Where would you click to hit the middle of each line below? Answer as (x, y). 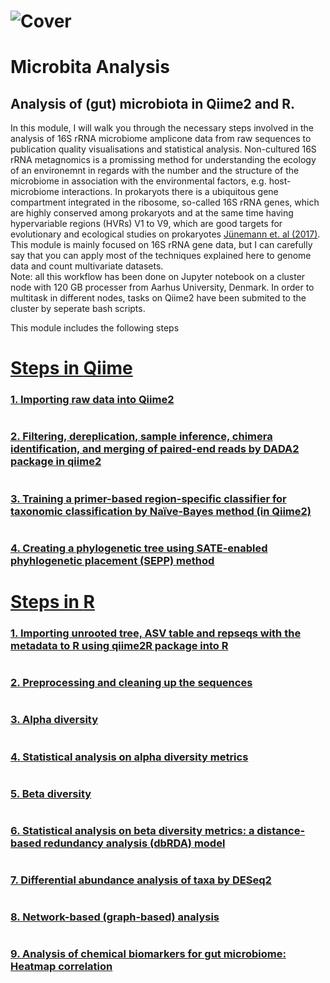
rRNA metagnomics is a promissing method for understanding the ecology (163, 160)
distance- (281, 830)
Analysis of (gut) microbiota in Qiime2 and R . (153, 103)
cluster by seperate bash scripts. (78, 309)
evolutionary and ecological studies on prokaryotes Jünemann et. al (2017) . (165, 234)
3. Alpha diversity (54, 720)
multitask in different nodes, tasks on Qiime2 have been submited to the (158, 298)
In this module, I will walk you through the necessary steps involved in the (162, 128)
